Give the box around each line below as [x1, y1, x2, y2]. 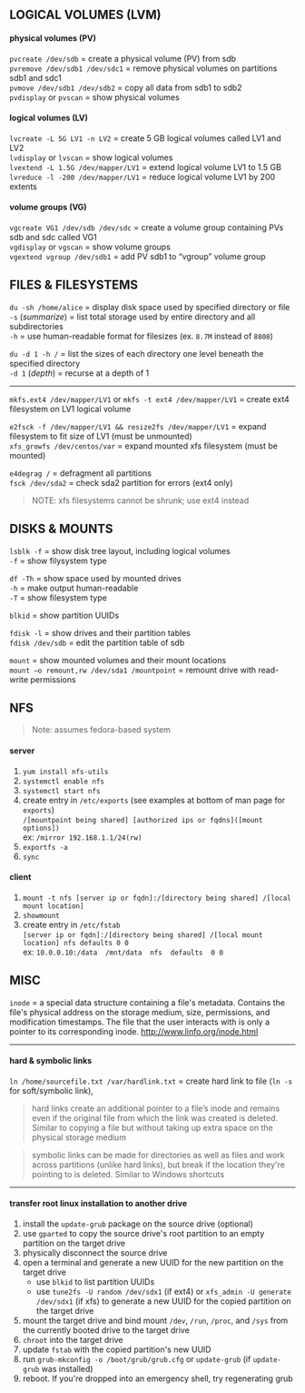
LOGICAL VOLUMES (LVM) [9, 7, 162, 23]
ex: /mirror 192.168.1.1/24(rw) [22, 832, 143, 843]
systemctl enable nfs [22, 777, 104, 786]
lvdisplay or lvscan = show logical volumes [9, 152, 173, 163]
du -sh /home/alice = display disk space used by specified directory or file [9, 301, 290, 312]
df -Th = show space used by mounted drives [9, 572, 182, 583]
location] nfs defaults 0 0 [22, 938, 129, 947]
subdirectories [9, 320, 64, 331]
